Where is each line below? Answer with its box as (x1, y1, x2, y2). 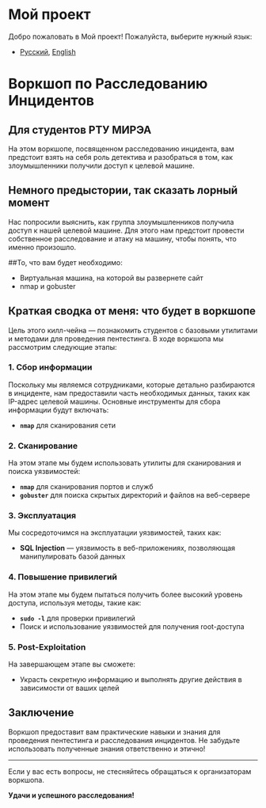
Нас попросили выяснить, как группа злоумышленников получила (8, 217, 234, 226)
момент (8, 196, 50, 210)
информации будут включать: (8, 405, 109, 415)
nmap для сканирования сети (19, 420, 116, 430)
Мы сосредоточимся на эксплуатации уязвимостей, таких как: (8, 528, 222, 537)
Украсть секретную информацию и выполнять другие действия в (19, 675, 243, 685)
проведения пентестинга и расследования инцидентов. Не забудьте (8, 735, 240, 745)
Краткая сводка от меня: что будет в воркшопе (8, 305, 256, 318)
